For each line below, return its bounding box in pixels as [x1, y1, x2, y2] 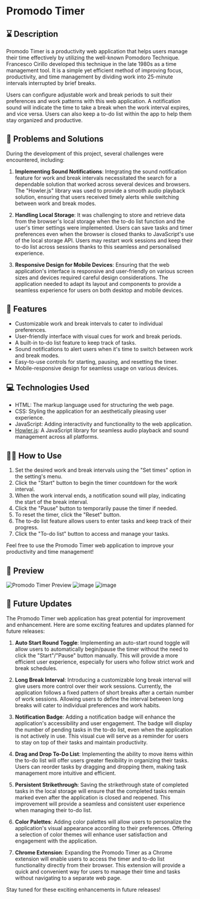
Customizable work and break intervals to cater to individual [14, 319, 163, 327]
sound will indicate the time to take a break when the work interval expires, [6, 104, 190, 111]
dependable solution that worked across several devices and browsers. [14, 180, 191, 188]
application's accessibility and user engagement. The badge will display [14, 719, 192, 726]
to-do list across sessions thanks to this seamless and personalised [14, 243, 181, 250]
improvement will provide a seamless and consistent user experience [14, 800, 185, 807]
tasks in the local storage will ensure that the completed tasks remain [14, 787, 186, 795]
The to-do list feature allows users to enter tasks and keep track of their [14, 517, 192, 525]
